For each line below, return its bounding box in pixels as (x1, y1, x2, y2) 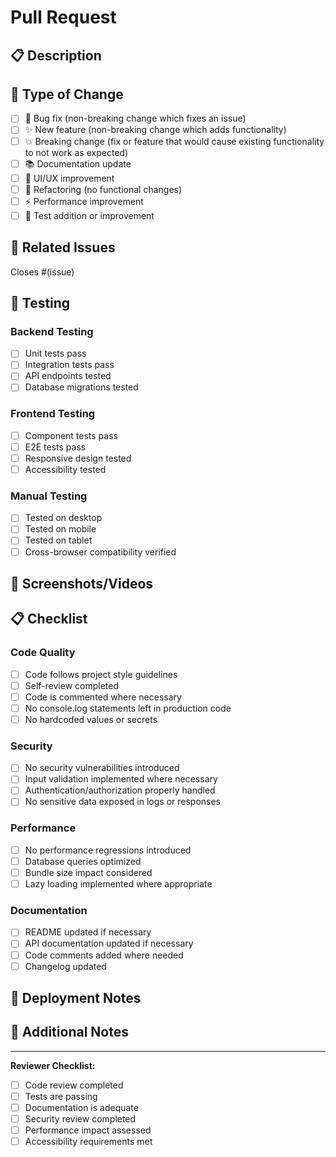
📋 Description (10, 47, 102, 64)
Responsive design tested (24, 452, 132, 464)
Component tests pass (24, 429, 118, 441)
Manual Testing (10, 489, 88, 503)
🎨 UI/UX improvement (24, 172, 115, 184)
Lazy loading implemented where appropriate (24, 878, 213, 890)
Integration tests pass (24, 359, 115, 371)
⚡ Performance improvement (24, 195, 144, 207)
